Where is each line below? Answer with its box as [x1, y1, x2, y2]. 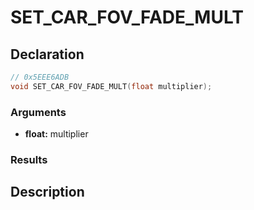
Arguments [10, 105, 67, 119]
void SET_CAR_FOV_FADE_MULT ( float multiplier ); [10, 81, 213, 91]
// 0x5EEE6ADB [10, 72, 70, 82]
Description [10, 184, 85, 201]
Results [10, 152, 48, 166]
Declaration [10, 46, 85, 63]
